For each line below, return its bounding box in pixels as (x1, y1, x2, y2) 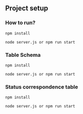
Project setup (5, 4, 49, 13)
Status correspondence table (5, 83, 78, 90)
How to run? (5, 19, 36, 26)
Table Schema (5, 51, 41, 58)
